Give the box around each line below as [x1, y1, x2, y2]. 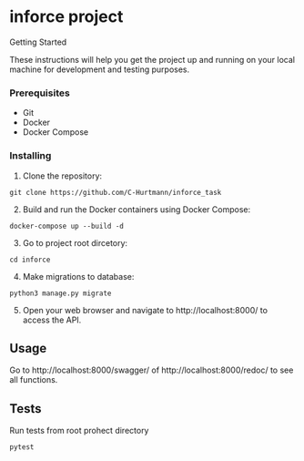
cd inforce [9, 255, 51, 264]
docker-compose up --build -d [9, 221, 125, 230]
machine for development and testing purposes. [9, 64, 190, 75]
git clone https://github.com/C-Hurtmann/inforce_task [9, 188, 222, 197]
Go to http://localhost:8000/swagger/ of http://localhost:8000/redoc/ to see [9, 364, 294, 375]
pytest [9, 443, 35, 452]
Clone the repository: [22, 170, 103, 181]
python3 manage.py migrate [9, 289, 112, 298]
